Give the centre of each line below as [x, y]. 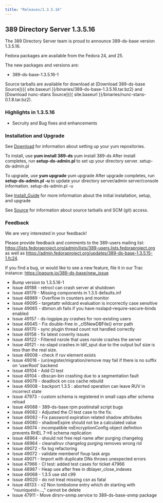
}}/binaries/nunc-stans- [122, 94]
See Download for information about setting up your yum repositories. [75, 147]
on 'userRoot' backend [35, 366]
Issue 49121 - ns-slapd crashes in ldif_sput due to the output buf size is [83, 345]
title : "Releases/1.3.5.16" [34, 10]
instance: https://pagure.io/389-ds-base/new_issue [57, 273]
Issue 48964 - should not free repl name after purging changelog [78, 438]
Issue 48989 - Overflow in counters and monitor [61, 298]
